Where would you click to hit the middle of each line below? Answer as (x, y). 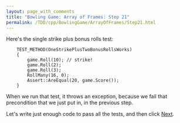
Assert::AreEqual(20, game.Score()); (73, 81)
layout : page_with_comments (40, 11)
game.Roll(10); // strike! (60, 60)
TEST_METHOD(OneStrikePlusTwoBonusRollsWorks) (74, 50)
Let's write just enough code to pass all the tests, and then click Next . (90, 114)
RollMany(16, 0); (48, 76)
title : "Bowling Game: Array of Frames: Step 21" (68, 17)
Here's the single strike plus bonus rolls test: (60, 39)
